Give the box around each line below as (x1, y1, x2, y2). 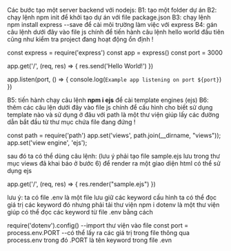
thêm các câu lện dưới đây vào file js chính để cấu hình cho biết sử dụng (7, 103, 213, 111)
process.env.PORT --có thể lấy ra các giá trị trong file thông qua (7, 229, 190, 237)
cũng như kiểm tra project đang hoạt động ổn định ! (7, 35, 154, 43)
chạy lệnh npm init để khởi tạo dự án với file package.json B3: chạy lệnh (7, 13, 212, 21)
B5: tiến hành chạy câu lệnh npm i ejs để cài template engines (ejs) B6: (7, 96, 209, 104)
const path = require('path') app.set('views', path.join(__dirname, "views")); (7, 131, 221, 139)
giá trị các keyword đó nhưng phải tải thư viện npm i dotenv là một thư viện (7, 201, 220, 209)
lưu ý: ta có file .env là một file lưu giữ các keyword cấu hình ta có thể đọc (7, 193, 217, 201)
